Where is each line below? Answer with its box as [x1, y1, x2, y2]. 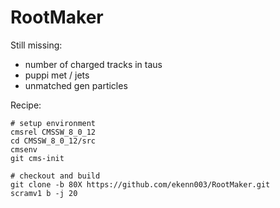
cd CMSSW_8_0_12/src [10, 136, 97, 146]
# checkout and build [10, 171, 101, 181]
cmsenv [10, 144, 38, 155]
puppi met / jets [24, 69, 90, 81]
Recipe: [10, 99, 42, 111]
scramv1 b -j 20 [10, 188, 78, 198]
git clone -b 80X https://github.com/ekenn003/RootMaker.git [10, 179, 271, 190]
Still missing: [10, 39, 63, 51]
